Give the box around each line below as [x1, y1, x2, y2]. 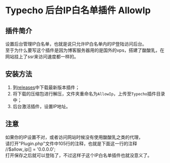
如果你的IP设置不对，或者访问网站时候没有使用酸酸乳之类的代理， [5, 134, 144, 140]
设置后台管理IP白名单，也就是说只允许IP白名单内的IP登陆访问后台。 [5, 41, 147, 47]
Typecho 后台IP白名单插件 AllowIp [5, 5, 151, 16]
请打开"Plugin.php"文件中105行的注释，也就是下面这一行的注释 [5, 140, 137, 146]
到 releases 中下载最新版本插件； [12, 84, 80, 90]
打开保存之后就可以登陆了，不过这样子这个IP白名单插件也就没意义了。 [5, 152, 152, 158]
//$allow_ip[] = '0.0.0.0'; [5, 146, 56, 152]
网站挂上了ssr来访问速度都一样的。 [5, 54, 79, 59]
